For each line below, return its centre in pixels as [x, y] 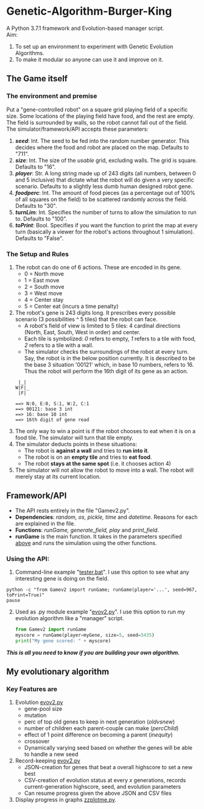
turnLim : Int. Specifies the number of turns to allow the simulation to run [106, 212]
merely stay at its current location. [58, 476]
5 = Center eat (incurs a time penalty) [71, 306]
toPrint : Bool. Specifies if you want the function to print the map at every [106, 225]
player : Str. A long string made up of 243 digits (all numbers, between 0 [105, 173]
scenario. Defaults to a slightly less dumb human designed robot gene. [104, 186]
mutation [35, 716]
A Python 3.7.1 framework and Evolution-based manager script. [85, 28]
